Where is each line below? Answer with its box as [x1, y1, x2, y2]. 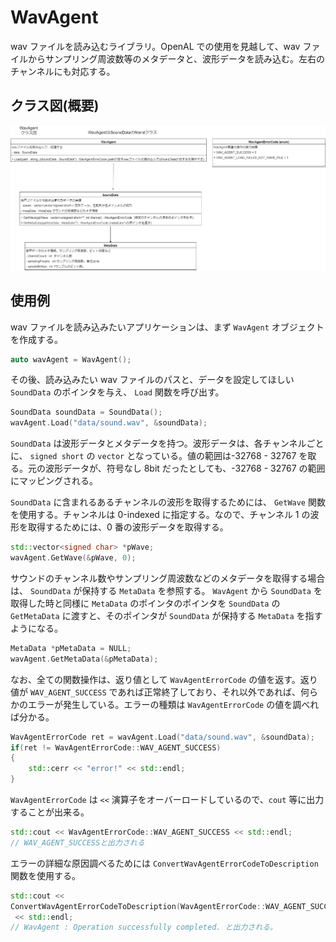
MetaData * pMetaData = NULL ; [10, 643, 132, 653]
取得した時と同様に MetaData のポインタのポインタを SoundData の [10, 597, 281, 609]
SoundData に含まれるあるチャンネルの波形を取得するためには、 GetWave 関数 [10, 496, 326, 508]
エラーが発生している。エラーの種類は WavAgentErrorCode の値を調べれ [27, 698, 320, 710]
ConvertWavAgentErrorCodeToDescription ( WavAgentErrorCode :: [10, 901, 267, 911]
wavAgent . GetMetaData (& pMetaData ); [10, 654, 159, 664]
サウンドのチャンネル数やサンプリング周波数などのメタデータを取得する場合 [10, 572, 326, 584]
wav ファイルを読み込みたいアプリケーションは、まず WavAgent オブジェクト [10, 321, 325, 333]
